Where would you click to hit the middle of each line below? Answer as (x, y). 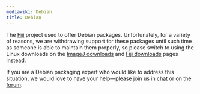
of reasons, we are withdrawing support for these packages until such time (99, 41)
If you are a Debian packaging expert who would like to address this (90, 72)
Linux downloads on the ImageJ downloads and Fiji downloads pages (92, 54)
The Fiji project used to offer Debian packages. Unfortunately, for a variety (98, 34)
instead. (16, 60)
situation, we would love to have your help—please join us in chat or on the (99, 78)
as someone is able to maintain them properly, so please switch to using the (100, 47)
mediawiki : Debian (29, 12)
